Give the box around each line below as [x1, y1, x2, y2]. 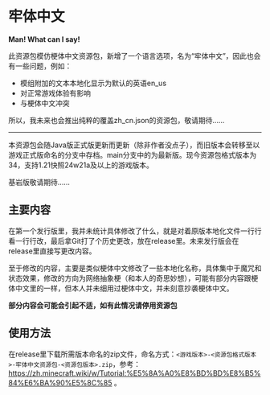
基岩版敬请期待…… [8, 177, 71, 187]
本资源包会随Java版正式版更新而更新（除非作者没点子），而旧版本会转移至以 [8, 140, 260, 150]
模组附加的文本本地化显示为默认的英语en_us [19, 78, 167, 88]
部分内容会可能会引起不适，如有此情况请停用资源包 [8, 300, 178, 310]
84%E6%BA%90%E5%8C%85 [8, 377, 112, 387]
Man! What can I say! [8, 34, 80, 44]
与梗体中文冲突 [19, 98, 70, 108]
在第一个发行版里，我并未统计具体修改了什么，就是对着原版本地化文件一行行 [8, 226, 262, 236]
